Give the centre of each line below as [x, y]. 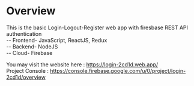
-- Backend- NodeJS [32, 47]
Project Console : [28, 70]
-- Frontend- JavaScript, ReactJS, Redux [57, 40]
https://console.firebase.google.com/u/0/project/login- [118, 70]
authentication [24, 33]
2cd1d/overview [26, 77]
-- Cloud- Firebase [29, 53]
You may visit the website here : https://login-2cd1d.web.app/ [82, 64]
